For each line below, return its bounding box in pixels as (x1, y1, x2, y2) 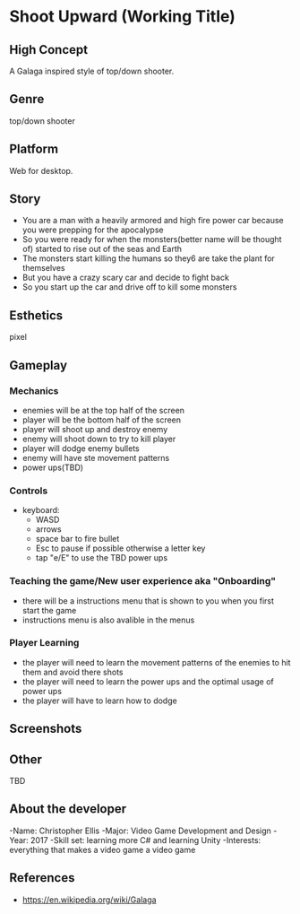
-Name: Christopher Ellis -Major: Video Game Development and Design (9, 825, 271, 836)
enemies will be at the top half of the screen (21, 405, 185, 415)
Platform (9, 142, 59, 157)
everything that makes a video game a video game (9, 844, 196, 855)
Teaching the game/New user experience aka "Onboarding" (9, 575, 276, 588)
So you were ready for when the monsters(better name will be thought (21, 234, 282, 245)
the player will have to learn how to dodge (21, 695, 177, 706)
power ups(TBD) (21, 462, 83, 473)
